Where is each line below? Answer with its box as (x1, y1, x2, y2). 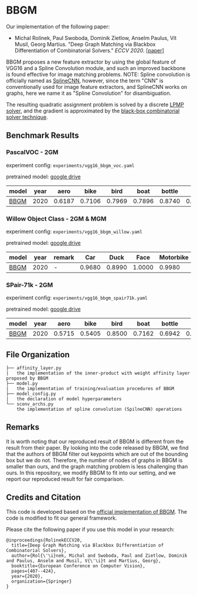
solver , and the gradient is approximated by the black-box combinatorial (6, 107, 180, 114)
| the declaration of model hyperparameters (6, 396, 122, 402)
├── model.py (6, 381, 38, 387)
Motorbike (159, 253, 189, 261)
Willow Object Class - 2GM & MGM (6, 214, 107, 222)
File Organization (6, 350, 70, 360)
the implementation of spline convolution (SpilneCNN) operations (16, 407, 182, 413)
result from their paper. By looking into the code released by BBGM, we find (6, 444, 189, 451)
